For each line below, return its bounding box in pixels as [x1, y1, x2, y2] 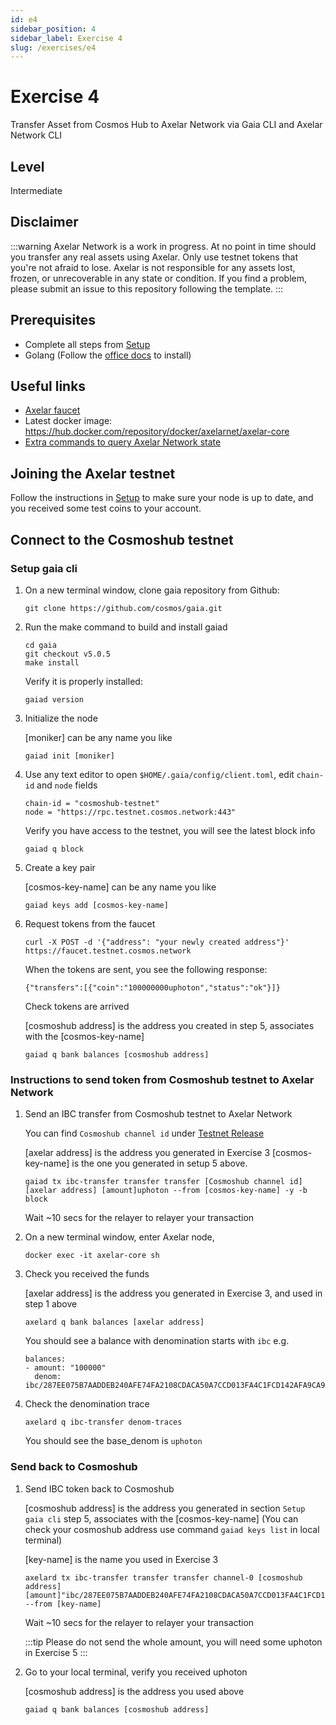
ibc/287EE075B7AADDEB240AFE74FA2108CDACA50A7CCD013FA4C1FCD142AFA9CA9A [24, 1381, 330, 1391]
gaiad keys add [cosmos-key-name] [24, 900, 169, 910]
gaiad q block [24, 844, 84, 854]
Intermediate [10, 185, 63, 196]
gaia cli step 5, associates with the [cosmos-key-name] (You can [24, 1512, 299, 1525]
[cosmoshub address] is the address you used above [24, 1685, 245, 1697]
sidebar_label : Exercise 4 [10, 33, 123, 43]
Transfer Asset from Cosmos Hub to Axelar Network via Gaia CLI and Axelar [10, 119, 323, 131]
